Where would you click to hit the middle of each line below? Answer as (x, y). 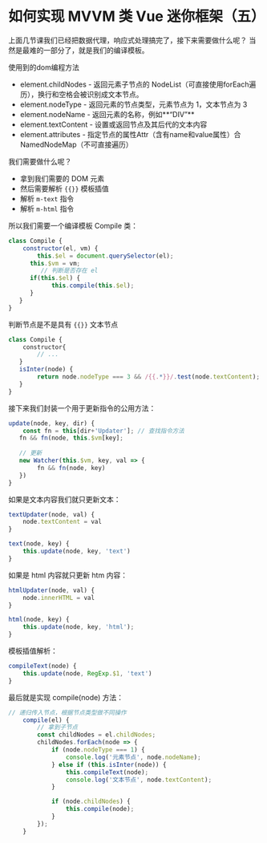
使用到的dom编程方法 (44, 67)
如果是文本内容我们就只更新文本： (65, 499)
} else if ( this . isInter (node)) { (109, 764)
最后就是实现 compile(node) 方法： (66, 697)
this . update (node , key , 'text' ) (77, 551)
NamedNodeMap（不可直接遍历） (76, 144)
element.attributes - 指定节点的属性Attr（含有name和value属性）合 (130, 134)
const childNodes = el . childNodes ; (97, 735)
